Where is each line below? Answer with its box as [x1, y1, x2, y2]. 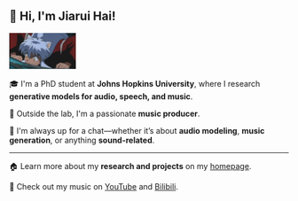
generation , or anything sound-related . [9, 135, 155, 146]
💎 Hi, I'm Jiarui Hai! [9, 9, 116, 24]
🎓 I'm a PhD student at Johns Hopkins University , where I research [9, 79, 261, 89]
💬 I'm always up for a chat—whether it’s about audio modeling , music [9, 126, 265, 136]
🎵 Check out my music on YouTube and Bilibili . [9, 182, 179, 192]
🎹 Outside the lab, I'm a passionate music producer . [9, 108, 200, 120]
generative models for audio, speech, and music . [9, 91, 193, 102]
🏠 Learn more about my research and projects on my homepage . [9, 161, 252, 172]
